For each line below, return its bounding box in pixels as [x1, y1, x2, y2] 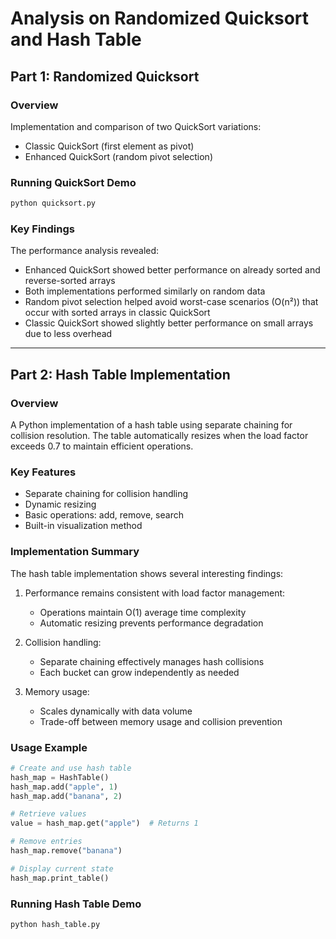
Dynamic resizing [24, 498, 97, 511]
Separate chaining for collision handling [24, 488, 189, 500]
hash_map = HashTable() [10, 772, 110, 782]
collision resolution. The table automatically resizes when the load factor [10, 430, 309, 442]
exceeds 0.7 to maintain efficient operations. [10, 440, 194, 452]
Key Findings [10, 222, 75, 236]
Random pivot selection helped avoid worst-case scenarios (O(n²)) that [24, 296, 319, 308]
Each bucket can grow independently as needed [39, 666, 240, 678]
